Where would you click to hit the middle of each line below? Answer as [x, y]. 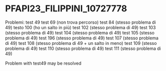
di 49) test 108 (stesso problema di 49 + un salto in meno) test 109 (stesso [81, 43]
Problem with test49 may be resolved [43, 63]
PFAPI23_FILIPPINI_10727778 [66, 9]
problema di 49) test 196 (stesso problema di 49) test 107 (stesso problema [82, 38]
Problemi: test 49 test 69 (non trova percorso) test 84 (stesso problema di [81, 22]
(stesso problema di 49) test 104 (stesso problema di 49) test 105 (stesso [80, 33]
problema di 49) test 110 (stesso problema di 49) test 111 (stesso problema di [83, 48]
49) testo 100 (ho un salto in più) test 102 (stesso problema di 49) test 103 [81, 27]
